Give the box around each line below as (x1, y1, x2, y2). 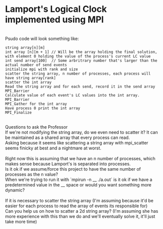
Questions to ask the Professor (5, 124, 68, 130)
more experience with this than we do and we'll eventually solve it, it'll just (5, 213, 156, 219)
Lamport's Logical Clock (5, 3, 107, 15)
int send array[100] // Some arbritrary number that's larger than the (5, 58, 158, 63)
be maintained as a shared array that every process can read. (5, 135, 130, 140)
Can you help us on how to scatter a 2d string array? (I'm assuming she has (5, 208, 159, 214)
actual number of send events (5, 62, 67, 67)
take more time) (5, 219, 37, 225)
